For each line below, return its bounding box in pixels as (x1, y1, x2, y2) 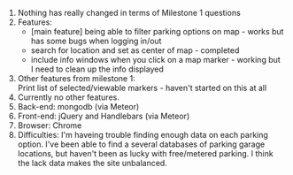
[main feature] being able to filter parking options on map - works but (30, 27, 284, 36)
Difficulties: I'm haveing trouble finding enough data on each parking (17, 130, 268, 140)
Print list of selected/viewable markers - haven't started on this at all (17, 83, 267, 93)
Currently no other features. (17, 92, 120, 103)
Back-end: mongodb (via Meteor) (17, 102, 140, 111)
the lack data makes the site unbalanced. (17, 158, 168, 168)
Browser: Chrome (17, 120, 82, 131)
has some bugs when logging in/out (30, 35, 162, 46)
